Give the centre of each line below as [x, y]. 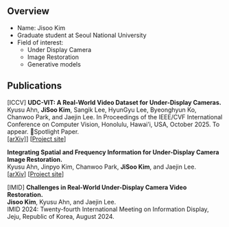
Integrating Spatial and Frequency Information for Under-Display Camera [113, 152]
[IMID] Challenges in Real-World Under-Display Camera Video [97, 187]
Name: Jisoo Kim [41, 27]
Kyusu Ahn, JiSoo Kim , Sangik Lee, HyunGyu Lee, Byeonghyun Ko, [102, 110]
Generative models [54, 64]
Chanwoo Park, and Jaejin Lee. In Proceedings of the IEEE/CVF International [115, 117]
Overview [28, 11]
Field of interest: [40, 42]
